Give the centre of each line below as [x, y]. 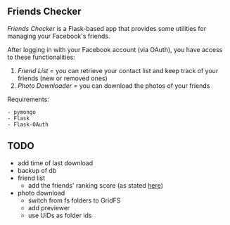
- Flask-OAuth [28, 124]
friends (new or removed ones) [62, 78]
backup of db [37, 170]
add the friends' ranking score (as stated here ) [96, 185]
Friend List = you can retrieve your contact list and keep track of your [118, 70]
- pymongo [22, 112]
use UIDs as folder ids [60, 215]
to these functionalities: [41, 57]
